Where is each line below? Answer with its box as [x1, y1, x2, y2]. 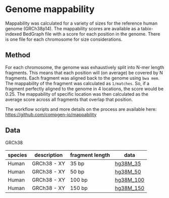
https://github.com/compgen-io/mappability [5, 111, 97, 117]
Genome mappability [5, 4, 95, 15]
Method [5, 51, 31, 59]
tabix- [141, 25, 153, 31]
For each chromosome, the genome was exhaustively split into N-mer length [5, 64, 164, 70]
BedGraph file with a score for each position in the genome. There [23, 31, 160, 37]
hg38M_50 [115, 168, 141, 175]
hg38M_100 [115, 176, 145, 183]
